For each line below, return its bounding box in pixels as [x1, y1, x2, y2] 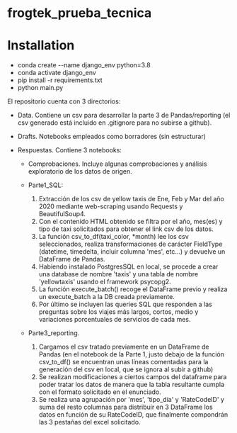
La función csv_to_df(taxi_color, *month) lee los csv [38, 232, 189, 241]
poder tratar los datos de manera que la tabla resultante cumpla [38, 381, 225, 389]
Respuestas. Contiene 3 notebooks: [17, 146, 122, 154]
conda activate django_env [17, 69, 97, 77]
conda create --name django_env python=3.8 [17, 61, 151, 69]
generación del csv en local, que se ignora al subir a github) [38, 365, 214, 373]
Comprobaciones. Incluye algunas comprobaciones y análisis [28, 159, 207, 168]
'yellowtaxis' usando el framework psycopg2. [38, 278, 171, 286]
